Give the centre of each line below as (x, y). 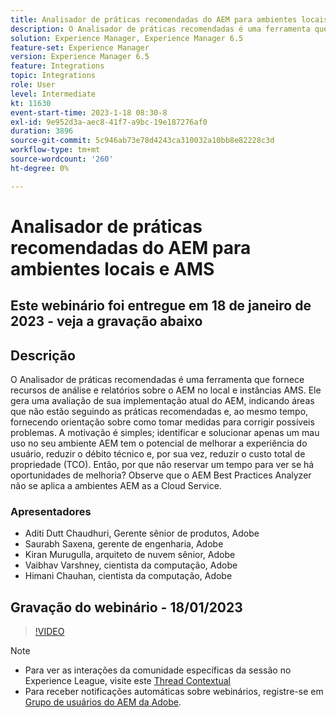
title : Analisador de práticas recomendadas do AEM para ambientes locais (169, 19)
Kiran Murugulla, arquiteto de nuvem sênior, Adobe (130, 555)
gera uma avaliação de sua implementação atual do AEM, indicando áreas (162, 401)
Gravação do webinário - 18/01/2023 (126, 607)
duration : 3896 (42, 131)
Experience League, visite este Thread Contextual (127, 681)
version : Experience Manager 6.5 (80, 57)
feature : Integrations (57, 66)
